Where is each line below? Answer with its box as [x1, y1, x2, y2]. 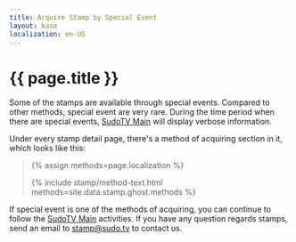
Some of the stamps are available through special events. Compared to [9, 97, 270, 108]
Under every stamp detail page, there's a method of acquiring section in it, [9, 133, 283, 144]
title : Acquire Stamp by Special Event [9, 12, 158, 22]
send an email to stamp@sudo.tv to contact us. [9, 223, 183, 234]
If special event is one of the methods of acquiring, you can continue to [9, 204, 272, 214]
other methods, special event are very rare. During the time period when [9, 107, 275, 117]
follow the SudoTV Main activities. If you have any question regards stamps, [9, 214, 288, 224]
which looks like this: [9, 143, 86, 154]
